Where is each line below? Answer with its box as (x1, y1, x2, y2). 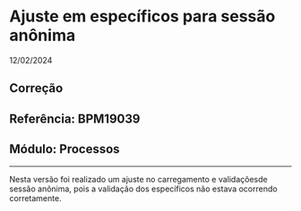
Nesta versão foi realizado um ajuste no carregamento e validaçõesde (9, 173, 268, 184)
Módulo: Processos (9, 141, 120, 157)
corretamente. (9, 192, 62, 203)
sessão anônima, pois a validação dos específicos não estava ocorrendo (9, 183, 278, 194)
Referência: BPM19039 (9, 111, 141, 126)
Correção (9, 80, 64, 96)
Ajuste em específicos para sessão (9, 6, 276, 27)
